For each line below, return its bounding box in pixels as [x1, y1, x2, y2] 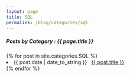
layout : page [6, 8, 38, 15]
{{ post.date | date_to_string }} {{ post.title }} [14, 59, 125, 66]
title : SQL [6, 14, 33, 20]
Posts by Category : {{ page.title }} [6, 38, 93, 45]
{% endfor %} [6, 65, 40, 72]
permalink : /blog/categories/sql [6, 19, 89, 25]
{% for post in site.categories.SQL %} [6, 52, 98, 59]
